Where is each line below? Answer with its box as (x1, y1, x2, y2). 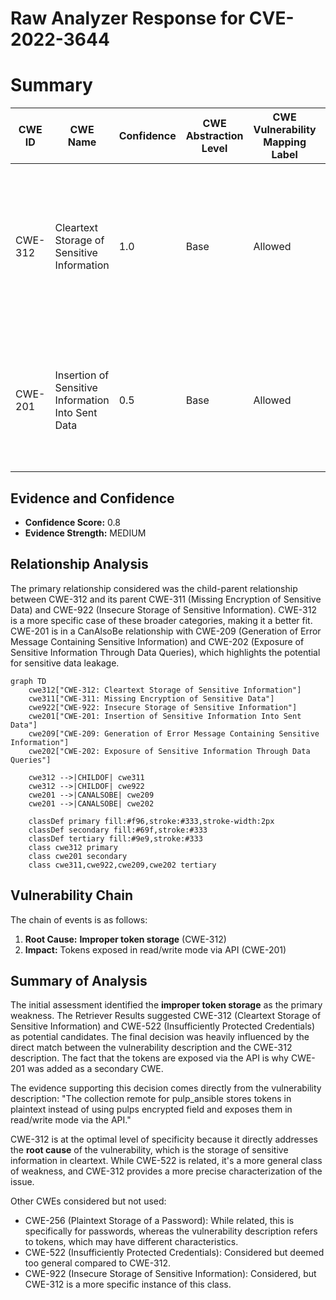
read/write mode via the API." (10, 1114, 132, 1126)
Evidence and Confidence (10, 490, 175, 507)
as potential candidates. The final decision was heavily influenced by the (10, 1031, 310, 1043)
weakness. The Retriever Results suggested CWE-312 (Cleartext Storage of (10, 1010, 322, 1022)
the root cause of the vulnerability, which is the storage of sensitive (10, 1144, 289, 1156)
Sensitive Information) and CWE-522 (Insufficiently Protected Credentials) (10, 1020, 316, 1032)
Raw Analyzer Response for (10, 7, 246, 30)
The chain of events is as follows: (10, 913, 148, 926)
